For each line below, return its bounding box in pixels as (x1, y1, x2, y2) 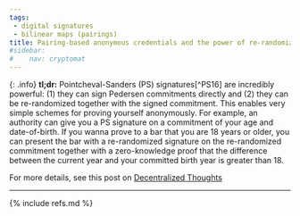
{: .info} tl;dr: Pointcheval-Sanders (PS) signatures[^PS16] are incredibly (9, 79, 275, 89)
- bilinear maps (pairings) (12, 29, 118, 38)
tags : (9, 12, 29, 22)
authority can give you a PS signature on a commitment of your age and (9, 117, 274, 128)
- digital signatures (12, 21, 94, 30)
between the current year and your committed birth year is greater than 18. (9, 155, 284, 165)
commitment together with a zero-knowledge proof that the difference (9, 145, 268, 156)
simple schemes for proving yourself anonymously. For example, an (9, 108, 259, 118)
